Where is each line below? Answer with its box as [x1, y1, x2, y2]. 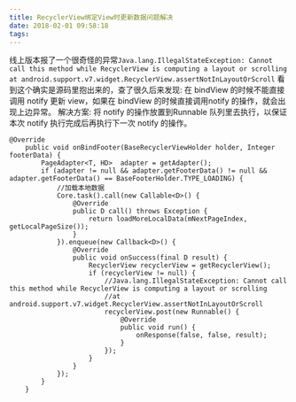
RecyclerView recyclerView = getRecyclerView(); [88, 261, 272, 270]
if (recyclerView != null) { [88, 269, 197, 278]
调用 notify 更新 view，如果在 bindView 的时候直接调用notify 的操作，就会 [9, 96, 278, 106]
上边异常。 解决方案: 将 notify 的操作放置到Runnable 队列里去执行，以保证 [16, 107, 288, 118]
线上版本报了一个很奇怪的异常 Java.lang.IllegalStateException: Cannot [9, 55, 273, 66]
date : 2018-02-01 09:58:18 [9, 21, 109, 30]
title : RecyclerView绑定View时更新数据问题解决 [9, 12, 174, 22]
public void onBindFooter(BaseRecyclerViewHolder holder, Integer [25, 143, 276, 152]
